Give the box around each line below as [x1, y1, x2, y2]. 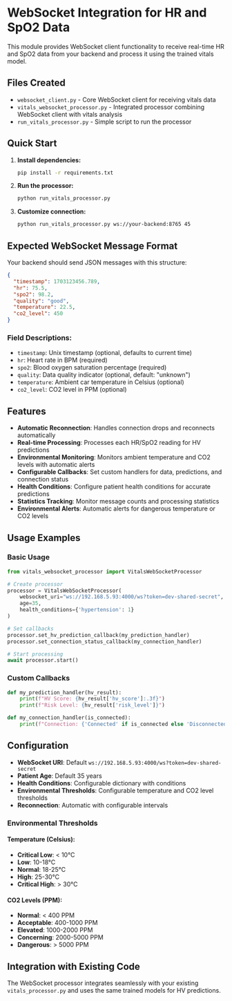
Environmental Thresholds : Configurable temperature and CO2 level [17, 786, 214, 794]
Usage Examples [7, 532, 81, 544]
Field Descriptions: [7, 333, 72, 343]
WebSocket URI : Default [17, 758, 88, 766]
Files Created [7, 77, 66, 89]
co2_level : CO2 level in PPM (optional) [17, 385, 127, 394]
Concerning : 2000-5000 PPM [17, 933, 104, 942]
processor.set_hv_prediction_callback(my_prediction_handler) [7, 631, 190, 638]
